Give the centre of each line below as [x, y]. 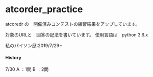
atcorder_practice [44, 9]
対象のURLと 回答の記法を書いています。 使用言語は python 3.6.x [77, 34]
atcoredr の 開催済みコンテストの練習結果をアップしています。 [73, 24]
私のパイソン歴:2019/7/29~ [34, 45]
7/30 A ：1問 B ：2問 [27, 69]
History [14, 57]
